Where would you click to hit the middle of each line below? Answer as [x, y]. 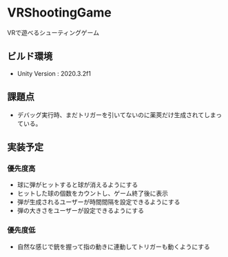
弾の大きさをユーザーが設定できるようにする [81, 211]
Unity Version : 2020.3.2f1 [54, 73]
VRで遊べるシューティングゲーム [53, 32]
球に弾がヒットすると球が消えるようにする [77, 185]
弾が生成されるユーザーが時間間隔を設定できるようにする [99, 202]
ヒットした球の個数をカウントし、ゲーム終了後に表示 [93, 194]
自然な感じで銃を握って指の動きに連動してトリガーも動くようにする [113, 247]
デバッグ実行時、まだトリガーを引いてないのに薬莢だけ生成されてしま [116, 114]
